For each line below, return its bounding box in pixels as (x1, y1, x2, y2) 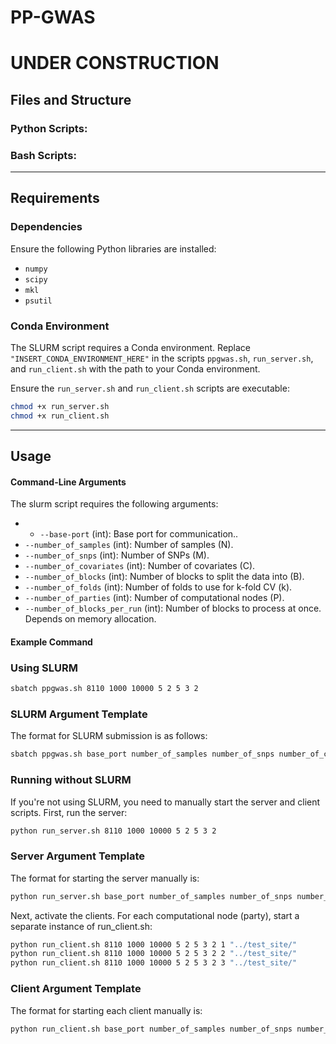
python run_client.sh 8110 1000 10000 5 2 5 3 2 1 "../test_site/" (10, 939, 298, 950)
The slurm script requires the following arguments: (10, 498, 219, 510)
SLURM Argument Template (10, 707, 148, 721)
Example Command (10, 636, 93, 648)
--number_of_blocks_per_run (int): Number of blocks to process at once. (24, 602, 322, 615)
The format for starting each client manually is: (10, 1004, 203, 1016)
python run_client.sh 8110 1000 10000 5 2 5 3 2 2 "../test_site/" (10, 949, 298, 959)
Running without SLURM (10, 773, 132, 787)
